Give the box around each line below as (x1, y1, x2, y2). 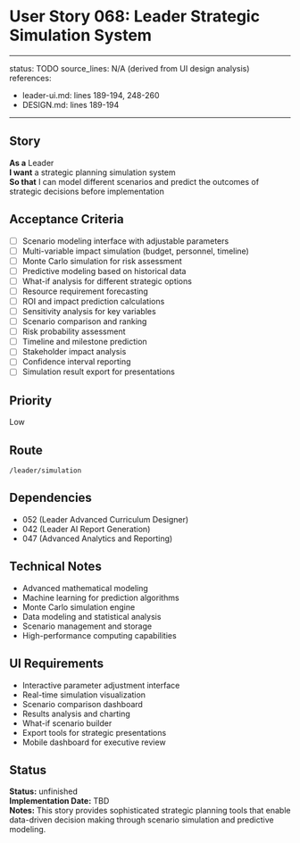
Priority (9, 393, 52, 408)
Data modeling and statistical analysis (21, 611, 162, 622)
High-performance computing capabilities (21, 630, 177, 640)
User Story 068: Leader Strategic (9, 6, 261, 27)
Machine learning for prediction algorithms (21, 592, 180, 603)
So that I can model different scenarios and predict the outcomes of (9, 176, 260, 187)
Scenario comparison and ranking (21, 316, 147, 327)
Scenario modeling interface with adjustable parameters (21, 235, 229, 246)
